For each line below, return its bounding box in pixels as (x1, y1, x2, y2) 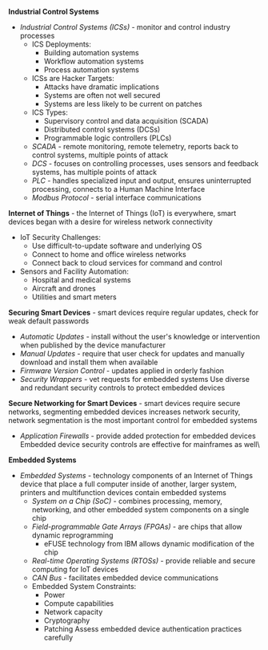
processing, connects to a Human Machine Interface (31, 185, 206, 193)
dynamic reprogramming (31, 530, 114, 540)
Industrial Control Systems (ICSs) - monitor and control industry (19, 22, 230, 31)
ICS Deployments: (31, 39, 92, 49)
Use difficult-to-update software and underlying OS (31, 241, 202, 250)
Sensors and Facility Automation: (19, 266, 130, 276)
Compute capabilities (43, 599, 114, 608)
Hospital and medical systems (31, 275, 131, 284)
